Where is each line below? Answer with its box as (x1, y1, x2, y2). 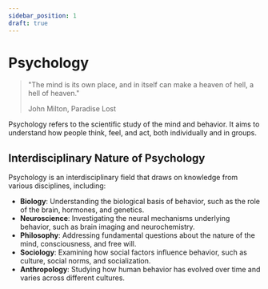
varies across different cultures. (19, 273, 126, 283)
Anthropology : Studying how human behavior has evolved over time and (19, 265, 261, 275)
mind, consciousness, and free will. (19, 239, 137, 249)
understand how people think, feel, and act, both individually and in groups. (8, 128, 258, 138)
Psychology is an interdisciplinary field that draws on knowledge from (8, 173, 238, 183)
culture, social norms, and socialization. (19, 256, 151, 266)
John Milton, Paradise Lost (27, 104, 117, 114)
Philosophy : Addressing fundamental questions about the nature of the (19, 231, 256, 240)
